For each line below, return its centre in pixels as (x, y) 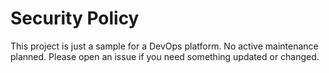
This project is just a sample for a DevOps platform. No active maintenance (164, 46)
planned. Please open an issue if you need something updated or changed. (165, 56)
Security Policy (75, 18)
